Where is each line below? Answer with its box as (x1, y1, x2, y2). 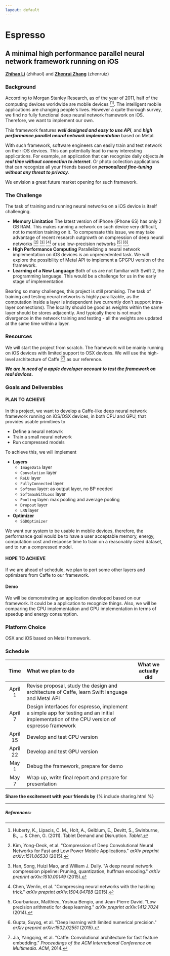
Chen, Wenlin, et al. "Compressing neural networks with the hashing (12, 883, 155, 889)
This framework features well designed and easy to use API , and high (5, 127, 153, 133)
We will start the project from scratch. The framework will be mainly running (5, 344, 163, 350)
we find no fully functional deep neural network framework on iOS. (5, 112, 144, 118)
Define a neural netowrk (12, 428, 63, 434)
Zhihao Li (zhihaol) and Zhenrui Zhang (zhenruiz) (5, 70, 109, 76)
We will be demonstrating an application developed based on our (5, 595, 141, 601)
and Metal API (26, 695, 60, 702)
